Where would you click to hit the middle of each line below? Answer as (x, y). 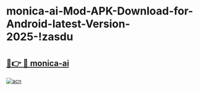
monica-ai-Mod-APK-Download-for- (100, 11)
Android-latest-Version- (68, 24)
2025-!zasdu (40, 37)
